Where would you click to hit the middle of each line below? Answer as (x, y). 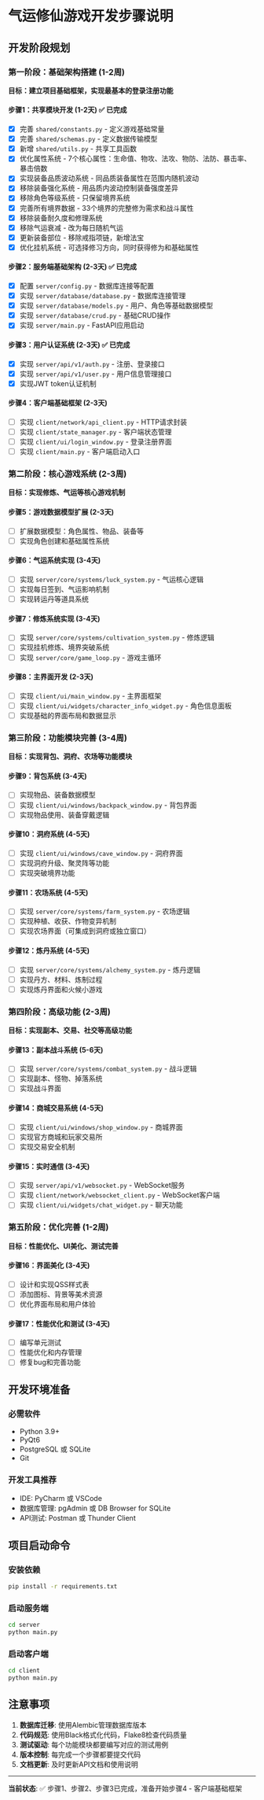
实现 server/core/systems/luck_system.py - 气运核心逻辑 (112, 580)
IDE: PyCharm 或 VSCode (60, 1499)
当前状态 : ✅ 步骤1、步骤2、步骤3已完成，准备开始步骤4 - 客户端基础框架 (125, 1788)
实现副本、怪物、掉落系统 (61, 1079)
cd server (24, 1625)
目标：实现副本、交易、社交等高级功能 (70, 1031)
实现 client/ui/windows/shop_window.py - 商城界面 (101, 1127)
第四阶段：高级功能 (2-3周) (60, 1012)
